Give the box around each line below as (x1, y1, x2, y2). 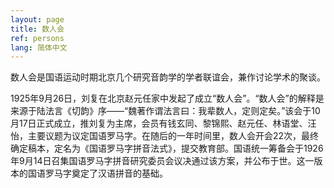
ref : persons (10, 33, 65, 43)
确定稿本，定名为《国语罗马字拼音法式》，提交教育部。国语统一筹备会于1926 (10, 142, 324, 155)
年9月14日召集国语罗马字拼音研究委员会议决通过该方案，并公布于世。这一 (10, 155, 315, 167)
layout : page (10, 14, 65, 25)
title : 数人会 (10, 24, 65, 34)
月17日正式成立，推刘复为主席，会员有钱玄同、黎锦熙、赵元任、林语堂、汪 (10, 117, 317, 130)
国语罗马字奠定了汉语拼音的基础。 (27, 167, 168, 180)
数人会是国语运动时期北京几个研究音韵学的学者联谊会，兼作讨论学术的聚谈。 (10, 71, 326, 83)
